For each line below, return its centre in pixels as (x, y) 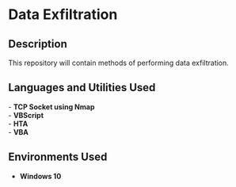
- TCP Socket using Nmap (51, 107)
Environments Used (58, 157)
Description (38, 44)
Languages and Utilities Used (82, 88)
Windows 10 (40, 176)
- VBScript (26, 115)
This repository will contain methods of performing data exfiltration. (119, 63)
